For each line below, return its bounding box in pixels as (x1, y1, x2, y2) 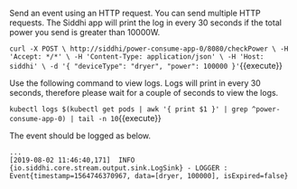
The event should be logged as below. (9, 130, 152, 141)
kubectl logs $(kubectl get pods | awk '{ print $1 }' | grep (9, 105, 248, 114)
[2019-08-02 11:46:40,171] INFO (9, 156, 135, 165)
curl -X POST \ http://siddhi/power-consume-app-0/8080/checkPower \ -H (9, 44, 289, 53)
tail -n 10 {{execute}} (78, 113, 162, 123)
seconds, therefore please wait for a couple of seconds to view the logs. (9, 88, 279, 98)
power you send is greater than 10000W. (9, 27, 161, 37)
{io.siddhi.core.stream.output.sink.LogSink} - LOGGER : (9, 164, 228, 173)
